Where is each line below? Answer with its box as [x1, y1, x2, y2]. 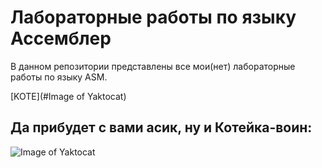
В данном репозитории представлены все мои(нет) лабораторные [10, 60, 296, 72]
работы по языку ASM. [10, 71, 108, 83]
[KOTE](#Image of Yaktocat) [10, 90, 127, 102]
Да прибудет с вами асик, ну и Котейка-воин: [10, 119, 313, 136]
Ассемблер [10, 27, 112, 50]
